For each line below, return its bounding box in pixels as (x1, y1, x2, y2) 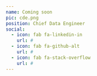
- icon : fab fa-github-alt (11, 44, 80, 50)
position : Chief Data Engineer (5, 20, 85, 26)
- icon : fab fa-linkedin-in (11, 32, 83, 38)
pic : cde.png (5, 15, 39, 21)
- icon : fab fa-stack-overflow (11, 55, 91, 61)
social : (5, 26, 26, 32)
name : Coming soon (5, 9, 52, 15)
